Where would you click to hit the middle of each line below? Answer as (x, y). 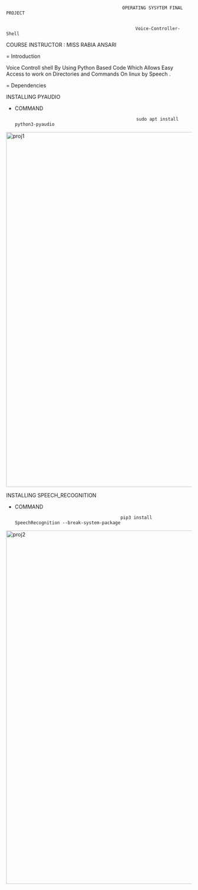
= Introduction (23, 56)
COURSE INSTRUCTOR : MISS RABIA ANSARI (61, 45)
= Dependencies (26, 85)
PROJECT (16, 13)
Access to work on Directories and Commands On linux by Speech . (88, 74)
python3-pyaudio (34, 124)
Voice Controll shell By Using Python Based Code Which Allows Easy (90, 68)
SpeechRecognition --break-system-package (67, 523)
